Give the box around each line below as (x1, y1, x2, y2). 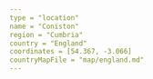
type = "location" (9, 13, 79, 23)
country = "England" (9, 38, 88, 48)
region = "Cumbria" (9, 30, 84, 39)
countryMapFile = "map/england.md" (9, 55, 145, 64)
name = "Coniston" (9, 22, 79, 31)
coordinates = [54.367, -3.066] (9, 47, 132, 56)
